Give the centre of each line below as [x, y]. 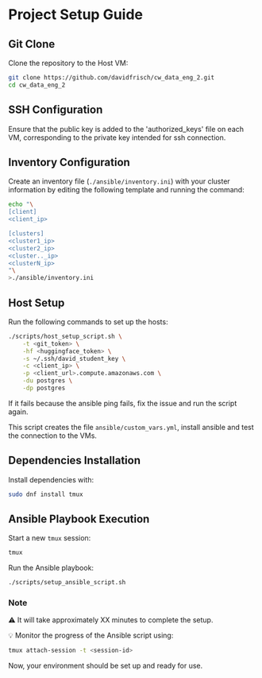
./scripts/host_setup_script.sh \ [65, 336]
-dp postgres [44, 388]
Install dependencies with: [51, 479]
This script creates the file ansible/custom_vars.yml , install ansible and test [131, 427]
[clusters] [26, 234]
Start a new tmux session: [50, 538]
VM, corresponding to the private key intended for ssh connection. [117, 138]
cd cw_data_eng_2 [37, 85]
